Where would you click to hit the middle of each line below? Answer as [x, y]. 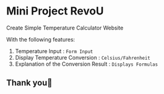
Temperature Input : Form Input [54, 51]
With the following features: [41, 39]
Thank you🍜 [29, 83]
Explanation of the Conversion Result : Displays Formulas [87, 64]
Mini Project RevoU [55, 11]
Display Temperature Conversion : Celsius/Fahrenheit [83, 57]
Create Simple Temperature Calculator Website [65, 28]
